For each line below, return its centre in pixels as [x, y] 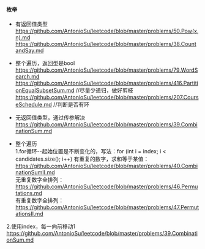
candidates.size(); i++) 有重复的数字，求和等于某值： [82, 159]
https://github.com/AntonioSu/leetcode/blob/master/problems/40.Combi [106, 166]
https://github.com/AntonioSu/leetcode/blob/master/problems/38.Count [106, 44]
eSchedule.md [33, 105]
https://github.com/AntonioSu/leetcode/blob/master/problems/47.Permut [107, 207]
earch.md [27, 77]
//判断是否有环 [71, 105]
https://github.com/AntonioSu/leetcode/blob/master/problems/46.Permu [106, 186]
